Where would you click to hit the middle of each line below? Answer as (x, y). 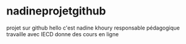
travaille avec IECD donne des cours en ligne (63, 34)
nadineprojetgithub (56, 11)
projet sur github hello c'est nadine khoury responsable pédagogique (93, 28)
